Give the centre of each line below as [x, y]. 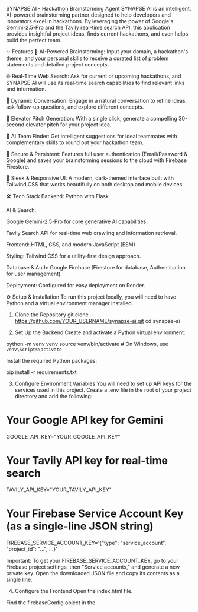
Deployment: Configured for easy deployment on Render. [76, 285]
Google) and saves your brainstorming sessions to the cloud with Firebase [97, 160]
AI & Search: [21, 210]
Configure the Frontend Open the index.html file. [74, 591]
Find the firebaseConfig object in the [51, 603]
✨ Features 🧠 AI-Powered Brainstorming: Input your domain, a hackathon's [97, 52]
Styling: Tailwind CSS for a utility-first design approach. [74, 256]
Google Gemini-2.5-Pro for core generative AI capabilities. [77, 221]
